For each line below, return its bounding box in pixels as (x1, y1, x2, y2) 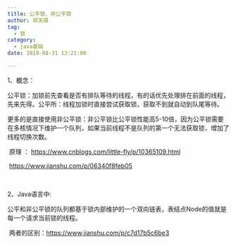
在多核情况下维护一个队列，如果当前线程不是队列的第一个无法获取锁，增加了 (7, 123, 230, 132)
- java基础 (13, 43, 44, 50)
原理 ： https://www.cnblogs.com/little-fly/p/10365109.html (8, 147, 181, 156)
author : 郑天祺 (7, 17, 49, 24)
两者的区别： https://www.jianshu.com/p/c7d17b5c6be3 (8, 228, 170, 237)
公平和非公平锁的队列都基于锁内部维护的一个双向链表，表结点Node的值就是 (7, 205, 227, 213)
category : (7, 37, 37, 44)
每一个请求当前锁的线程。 (7, 213, 82, 222)
